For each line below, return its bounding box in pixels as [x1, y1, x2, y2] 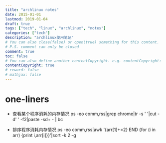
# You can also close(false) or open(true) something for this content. [5, 40, 160, 45]
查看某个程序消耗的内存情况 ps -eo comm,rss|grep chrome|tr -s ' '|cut [12, 111, 157, 117]
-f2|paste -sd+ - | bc [20, 116, 63, 122]
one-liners [5, 94, 49, 105]
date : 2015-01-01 [5, 12, 41, 17]
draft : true [5, 21, 30, 26]
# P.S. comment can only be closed [5, 44, 79, 49]
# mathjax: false [5, 72, 41, 77]
